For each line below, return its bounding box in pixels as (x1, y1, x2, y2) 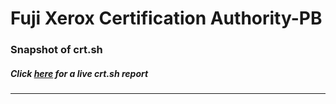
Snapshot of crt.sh (10, 43, 103, 57)
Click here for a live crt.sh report (10, 67, 149, 79)
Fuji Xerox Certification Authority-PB (10, 7, 323, 30)
